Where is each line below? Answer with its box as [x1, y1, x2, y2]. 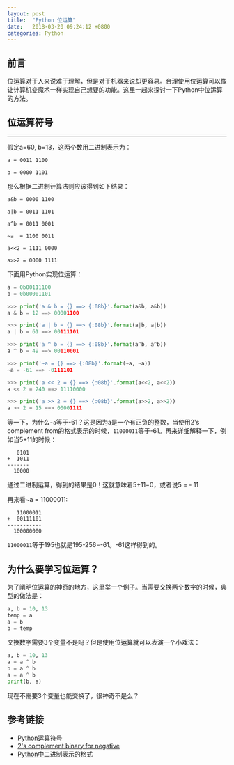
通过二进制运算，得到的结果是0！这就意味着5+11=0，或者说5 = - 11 [7, 481, 199, 489]
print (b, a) [7, 678, 42, 685]
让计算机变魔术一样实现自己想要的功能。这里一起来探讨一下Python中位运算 [7, 86, 223, 94]
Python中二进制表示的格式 [17, 750, 93, 758]
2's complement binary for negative [17, 741, 120, 750]
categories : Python [7, 29, 64, 37]
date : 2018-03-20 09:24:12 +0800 [7, 23, 111, 30]
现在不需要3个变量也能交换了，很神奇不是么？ [7, 691, 139, 700]
